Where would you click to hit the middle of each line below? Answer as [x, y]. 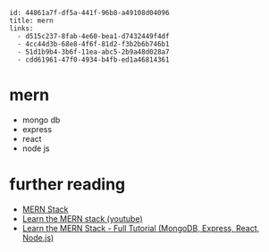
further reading [67, 185]
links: [21, 29]
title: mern [31, 21]
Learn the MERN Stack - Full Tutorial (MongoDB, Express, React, [141, 228]
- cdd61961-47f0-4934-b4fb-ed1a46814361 [93, 60]
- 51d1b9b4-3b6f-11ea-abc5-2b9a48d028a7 [93, 52]
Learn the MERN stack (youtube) [82, 218]
